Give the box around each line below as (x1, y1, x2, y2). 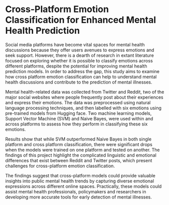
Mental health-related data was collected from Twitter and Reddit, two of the (5, 89, 164, 95)
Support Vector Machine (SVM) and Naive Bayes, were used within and (5, 115, 153, 121)
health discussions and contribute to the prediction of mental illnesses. (5, 79, 152, 85)
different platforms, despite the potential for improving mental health (5, 63, 147, 69)
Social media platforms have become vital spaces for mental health (5, 41, 145, 47)
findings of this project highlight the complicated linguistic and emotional (5, 152, 156, 158)
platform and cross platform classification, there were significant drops (5, 141, 153, 147)
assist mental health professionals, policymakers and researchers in (5, 188, 146, 194)
